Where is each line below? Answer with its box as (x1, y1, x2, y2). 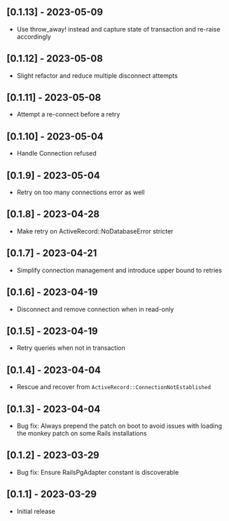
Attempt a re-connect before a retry (16, 110, 120, 119)
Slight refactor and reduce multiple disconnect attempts (16, 71, 178, 80)
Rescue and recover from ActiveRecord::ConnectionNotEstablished (16, 383, 211, 391)
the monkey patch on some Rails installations (16, 428, 147, 438)
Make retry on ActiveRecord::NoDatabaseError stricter (16, 226, 174, 235)
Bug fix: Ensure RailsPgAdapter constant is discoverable (16, 468, 179, 476)
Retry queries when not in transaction (16, 344, 125, 352)
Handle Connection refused (16, 149, 97, 158)
